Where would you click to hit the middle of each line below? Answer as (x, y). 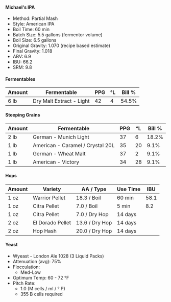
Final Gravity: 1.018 (32, 51)
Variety (52, 189)
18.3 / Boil (88, 198)
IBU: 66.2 (22, 62)
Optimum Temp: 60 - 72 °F (41, 278)
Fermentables (20, 79)
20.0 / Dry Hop (94, 231)
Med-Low (30, 272)
